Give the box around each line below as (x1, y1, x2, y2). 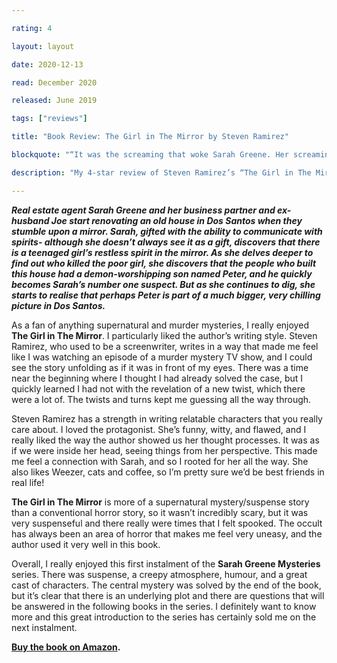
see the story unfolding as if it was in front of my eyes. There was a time (11, 361, 309, 373)
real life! (11, 476, 45, 488)
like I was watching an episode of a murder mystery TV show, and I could (11, 351, 313, 363)
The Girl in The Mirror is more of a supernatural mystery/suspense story (11, 496, 310, 508)
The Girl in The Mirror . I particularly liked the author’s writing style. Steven (11, 329, 318, 341)
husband (11, 214, 50, 226)
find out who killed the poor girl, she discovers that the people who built (11, 257, 317, 269)
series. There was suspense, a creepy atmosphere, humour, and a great (11, 568, 308, 580)
